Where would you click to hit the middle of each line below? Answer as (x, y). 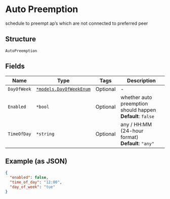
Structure (21, 39)
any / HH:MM (136, 124)
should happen (138, 110)
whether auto (136, 97)
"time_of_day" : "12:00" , (36, 182)
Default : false (137, 116)
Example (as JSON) (36, 161)
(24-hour (132, 131)
